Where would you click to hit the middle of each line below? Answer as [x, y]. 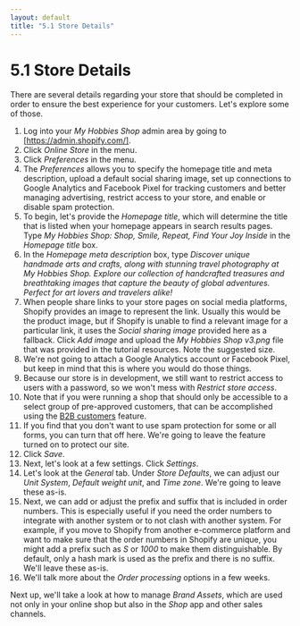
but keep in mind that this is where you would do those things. [137, 368]
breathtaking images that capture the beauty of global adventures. [146, 283]
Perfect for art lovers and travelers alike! [98, 292]
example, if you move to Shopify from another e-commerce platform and [157, 530]
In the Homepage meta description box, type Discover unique [137, 255]
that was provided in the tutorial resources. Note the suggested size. [149, 350]
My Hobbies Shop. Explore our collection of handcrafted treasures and [154, 274]
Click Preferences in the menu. [79, 160]
